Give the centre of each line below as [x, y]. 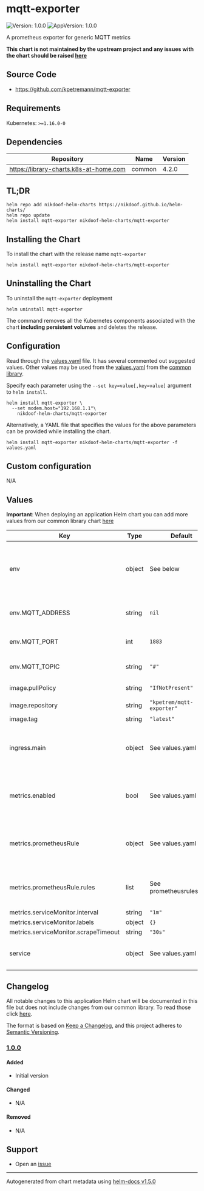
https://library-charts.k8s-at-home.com [67, 169]
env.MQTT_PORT [34, 642]
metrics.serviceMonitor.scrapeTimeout [65, 932]
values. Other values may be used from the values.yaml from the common [99, 367]
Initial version [32, 1076]
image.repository [34, 706]
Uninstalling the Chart [49, 284]
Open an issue [33, 1164]
